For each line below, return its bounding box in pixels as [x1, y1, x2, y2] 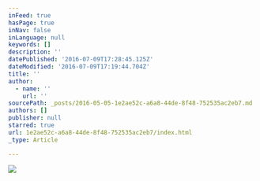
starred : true [8, 121, 55, 129]
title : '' [8, 70, 41, 78]
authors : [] [8, 107, 47, 115]
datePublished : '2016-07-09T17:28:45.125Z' [8, 56, 154, 64]
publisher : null [8, 114, 62, 122]
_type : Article [8, 135, 58, 144]
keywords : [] [8, 41, 51, 49]
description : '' [8, 48, 62, 56]
